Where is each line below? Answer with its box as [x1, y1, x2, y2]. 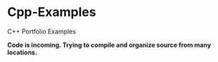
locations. [7, 48, 37, 56]
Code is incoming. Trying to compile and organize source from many [7, 40, 212, 49]
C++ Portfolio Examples [7, 27, 76, 36]
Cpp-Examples [7, 4, 96, 20]
